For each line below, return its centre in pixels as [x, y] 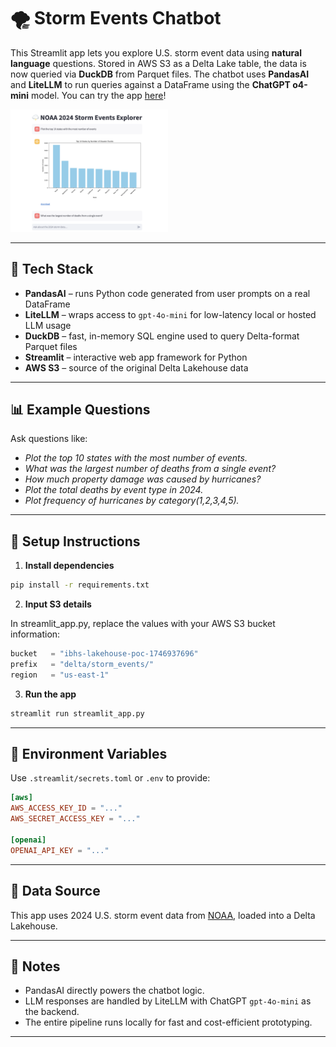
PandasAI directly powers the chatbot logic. [114, 991]
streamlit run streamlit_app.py [77, 713]
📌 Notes [35, 966]
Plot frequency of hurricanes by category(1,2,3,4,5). [132, 501]
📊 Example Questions [80, 410]
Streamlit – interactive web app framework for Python [136, 357]
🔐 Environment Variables [89, 754]
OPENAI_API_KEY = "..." [60, 850]
